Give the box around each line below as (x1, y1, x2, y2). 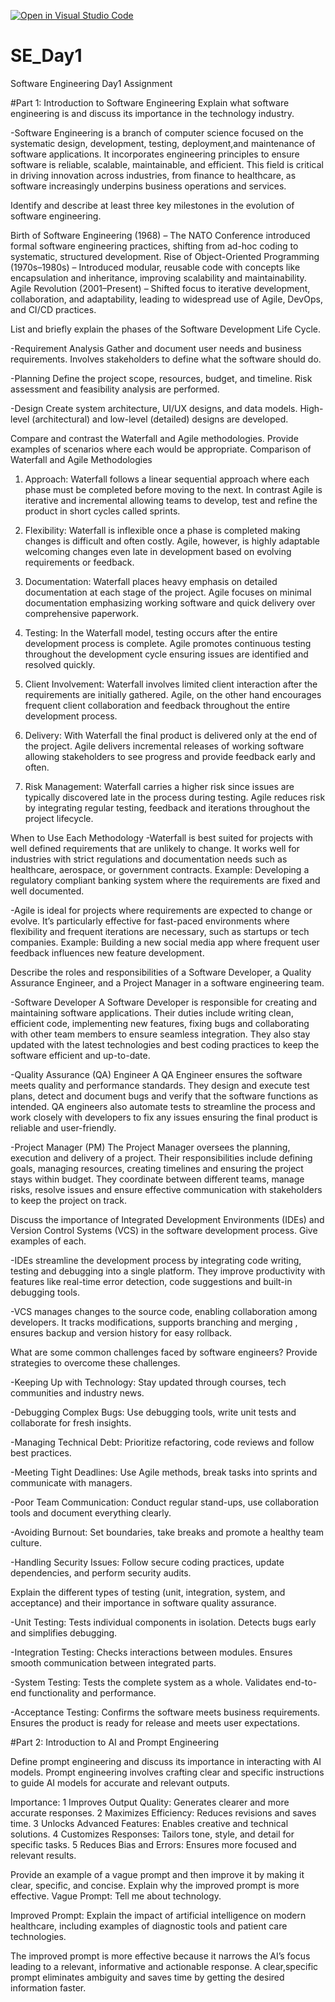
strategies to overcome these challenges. (10, 1356, 181, 1369)
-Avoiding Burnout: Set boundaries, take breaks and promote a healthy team (10, 1526, 324, 1538)
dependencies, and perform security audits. (10, 1566, 192, 1579)
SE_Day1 (10, 45, 83, 67)
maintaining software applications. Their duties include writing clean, (10, 1006, 294, 1019)
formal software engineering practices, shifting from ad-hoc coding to (10, 240, 299, 252)
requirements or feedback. (24, 556, 135, 568)
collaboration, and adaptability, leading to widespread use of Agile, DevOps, (10, 293, 323, 305)
